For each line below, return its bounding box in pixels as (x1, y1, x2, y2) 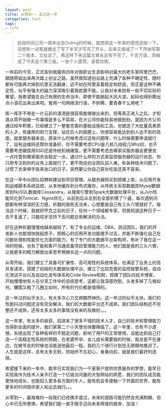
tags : (5, 21, 16, 26)
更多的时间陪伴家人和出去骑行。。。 (5, 384, 75, 390)
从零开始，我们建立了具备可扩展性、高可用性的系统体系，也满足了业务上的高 (5, 259, 161, 265)
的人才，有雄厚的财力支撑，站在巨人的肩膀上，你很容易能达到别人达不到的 (5, 129, 157, 135)
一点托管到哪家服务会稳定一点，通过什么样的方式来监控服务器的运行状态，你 (5, 154, 161, 160)
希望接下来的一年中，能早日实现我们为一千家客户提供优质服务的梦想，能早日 (5, 365, 161, 371)
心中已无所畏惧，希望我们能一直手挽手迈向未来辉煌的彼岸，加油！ (5, 401, 139, 407)
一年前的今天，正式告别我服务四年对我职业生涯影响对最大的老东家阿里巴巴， (5, 69, 161, 75)
